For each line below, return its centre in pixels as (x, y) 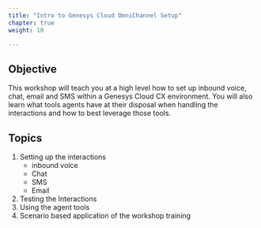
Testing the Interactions (58, 199)
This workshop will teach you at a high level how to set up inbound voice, (127, 88)
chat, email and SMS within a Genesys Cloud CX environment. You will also (130, 96)
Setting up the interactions (63, 157)
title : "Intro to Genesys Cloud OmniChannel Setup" (95, 15)
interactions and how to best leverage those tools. (90, 113)
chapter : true (32, 23)
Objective (33, 69)
